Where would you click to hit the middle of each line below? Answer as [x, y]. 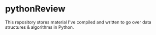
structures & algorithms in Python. [40, 27]
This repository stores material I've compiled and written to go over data [78, 22]
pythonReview [35, 9]
